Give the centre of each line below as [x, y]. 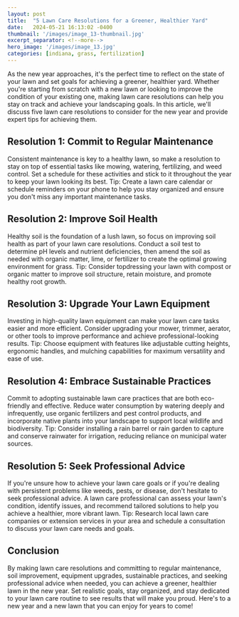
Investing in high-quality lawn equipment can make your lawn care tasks [113, 321]
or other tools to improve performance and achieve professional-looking [113, 336]
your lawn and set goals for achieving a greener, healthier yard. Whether [113, 81]
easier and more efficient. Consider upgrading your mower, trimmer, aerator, [119, 329]
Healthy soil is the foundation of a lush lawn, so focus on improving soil [112, 236]
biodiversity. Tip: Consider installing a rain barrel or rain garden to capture [116, 428]
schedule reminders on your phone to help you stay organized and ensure [116, 189]
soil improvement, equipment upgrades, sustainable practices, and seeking [117, 575]
